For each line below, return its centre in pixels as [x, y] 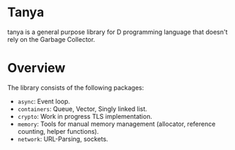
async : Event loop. [44, 101]
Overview [36, 68]
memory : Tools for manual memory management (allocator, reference [116, 124]
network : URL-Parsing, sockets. [63, 139]
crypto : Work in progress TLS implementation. [85, 116]
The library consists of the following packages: [76, 87]
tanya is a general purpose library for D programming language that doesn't [117, 32]
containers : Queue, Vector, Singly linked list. [82, 109]
